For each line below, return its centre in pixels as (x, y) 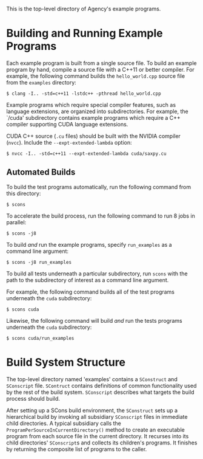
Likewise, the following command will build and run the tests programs (95, 320)
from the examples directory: (42, 82)
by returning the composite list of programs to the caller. (77, 449)
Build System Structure (66, 362)
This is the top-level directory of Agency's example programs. (84, 9)
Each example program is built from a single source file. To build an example (101, 63)
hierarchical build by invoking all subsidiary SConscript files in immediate (97, 416)
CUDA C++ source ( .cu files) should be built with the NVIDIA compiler (93, 136)
